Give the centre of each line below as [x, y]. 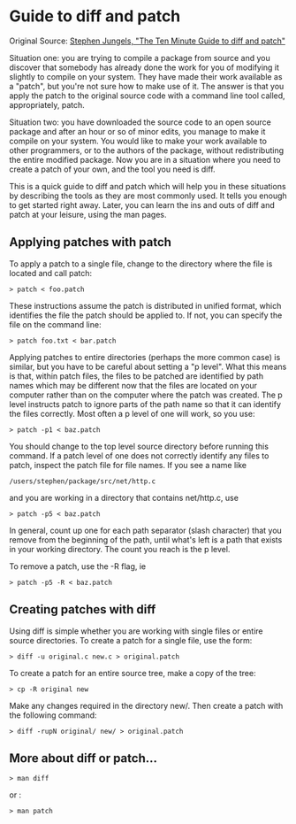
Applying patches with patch [91, 242]
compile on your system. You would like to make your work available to [138, 141]
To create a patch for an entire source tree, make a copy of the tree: [133, 673]
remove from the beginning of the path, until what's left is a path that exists [146, 539]
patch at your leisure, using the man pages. [88, 214]
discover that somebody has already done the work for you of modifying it [144, 67]
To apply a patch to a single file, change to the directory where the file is [141, 264]
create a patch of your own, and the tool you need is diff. [112, 169]
